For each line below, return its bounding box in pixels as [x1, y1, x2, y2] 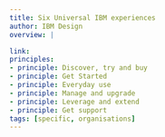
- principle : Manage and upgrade [9, 88, 136, 98]
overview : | [9, 30, 54, 39]
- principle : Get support [9, 105, 107, 114]
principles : [9, 55, 54, 64]
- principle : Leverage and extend [9, 97, 141, 106]
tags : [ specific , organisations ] [9, 114, 136, 123]
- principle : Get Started [9, 72, 107, 82]
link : [9, 46, 30, 55]
